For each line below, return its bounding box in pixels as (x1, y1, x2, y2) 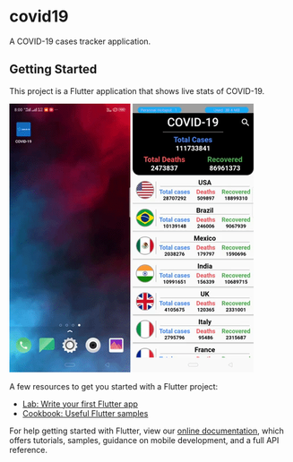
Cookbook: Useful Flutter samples (22, 407, 149, 418)
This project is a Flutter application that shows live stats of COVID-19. (9, 85, 265, 96)
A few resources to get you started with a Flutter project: (9, 381, 219, 391)
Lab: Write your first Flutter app (22, 398, 139, 409)
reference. (9, 444, 47, 455)
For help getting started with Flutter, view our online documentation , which (9, 425, 285, 436)
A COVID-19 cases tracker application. (9, 36, 151, 47)
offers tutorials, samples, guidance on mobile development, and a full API (9, 434, 280, 445)
